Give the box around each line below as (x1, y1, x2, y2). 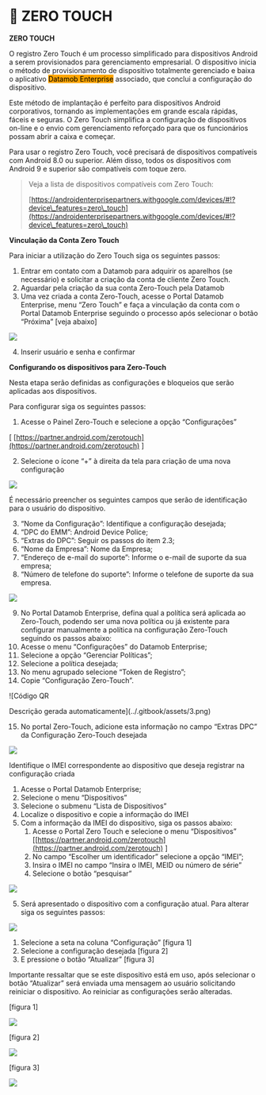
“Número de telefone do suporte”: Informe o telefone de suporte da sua (20, 569, 254, 579)
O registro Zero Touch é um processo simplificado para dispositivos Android (9, 48, 258, 58)
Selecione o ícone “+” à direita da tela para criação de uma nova (20, 456, 231, 465)
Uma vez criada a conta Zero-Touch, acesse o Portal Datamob (20, 291, 224, 301)
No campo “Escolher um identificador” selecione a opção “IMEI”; (32, 851, 244, 861)
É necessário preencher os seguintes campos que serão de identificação (9, 495, 248, 504)
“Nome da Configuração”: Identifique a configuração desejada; (20, 519, 226, 528)
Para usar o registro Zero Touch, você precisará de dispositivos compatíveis (9, 147, 258, 156)
